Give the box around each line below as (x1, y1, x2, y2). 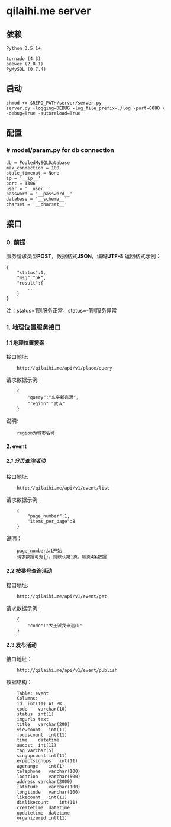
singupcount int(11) (17, 753, 67, 759)
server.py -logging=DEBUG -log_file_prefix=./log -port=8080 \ (6, 105, 166, 111)
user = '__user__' (6, 185, 51, 191)
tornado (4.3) (6, 56, 41, 62)
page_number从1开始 (17, 548, 62, 554)
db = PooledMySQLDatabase (6, 159, 70, 166)
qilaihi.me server (6, 4, 91, 18)
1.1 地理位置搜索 (6, 339, 44, 346)
